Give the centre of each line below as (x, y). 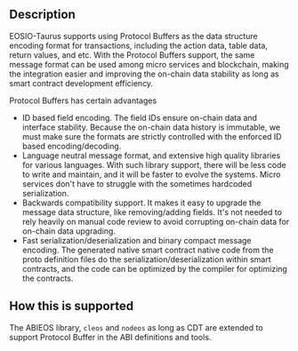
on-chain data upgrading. (68, 231)
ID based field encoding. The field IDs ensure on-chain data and (140, 117)
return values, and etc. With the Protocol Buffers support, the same (132, 55)
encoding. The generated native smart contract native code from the (148, 250)
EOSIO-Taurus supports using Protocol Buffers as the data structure (133, 36)
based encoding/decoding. (72, 146)
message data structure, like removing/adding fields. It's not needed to (152, 211)
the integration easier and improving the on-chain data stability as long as (144, 74)
